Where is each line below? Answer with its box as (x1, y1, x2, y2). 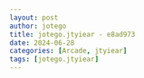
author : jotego (9, 22, 67, 30)
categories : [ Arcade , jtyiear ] (9, 47, 128, 56)
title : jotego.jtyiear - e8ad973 (9, 30, 136, 39)
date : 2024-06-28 (9, 38, 75, 48)
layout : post (9, 13, 59, 22)
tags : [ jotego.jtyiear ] (9, 55, 100, 64)
